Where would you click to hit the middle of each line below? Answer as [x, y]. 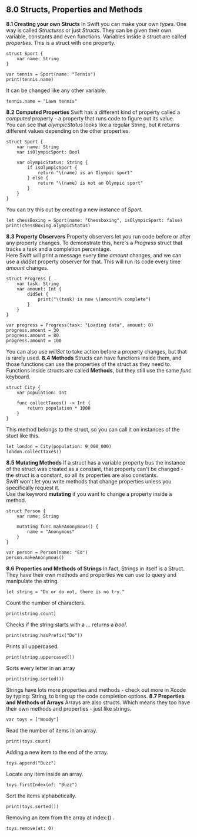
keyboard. [18, 377]
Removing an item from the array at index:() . [60, 818]
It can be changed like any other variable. [56, 90]
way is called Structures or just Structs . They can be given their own [89, 30]
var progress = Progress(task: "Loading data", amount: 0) [80, 325]
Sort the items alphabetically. [41, 796]
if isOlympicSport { [52, 168]
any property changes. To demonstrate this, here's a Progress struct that [94, 243]
